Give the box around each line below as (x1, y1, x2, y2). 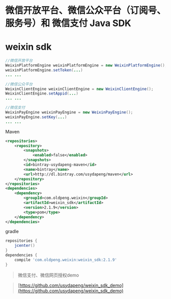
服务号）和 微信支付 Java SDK (5, 17, 131, 29)
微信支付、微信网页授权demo (17, 272, 79, 278)
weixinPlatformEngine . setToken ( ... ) (5, 67, 83, 73)
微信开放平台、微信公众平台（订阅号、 (5, 5, 166, 16)
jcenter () (14, 243, 36, 248)
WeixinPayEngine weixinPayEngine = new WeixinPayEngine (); (5, 110, 133, 115)
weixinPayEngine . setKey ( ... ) (5, 114, 67, 120)
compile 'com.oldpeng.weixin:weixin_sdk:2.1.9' (14, 257, 117, 262)
